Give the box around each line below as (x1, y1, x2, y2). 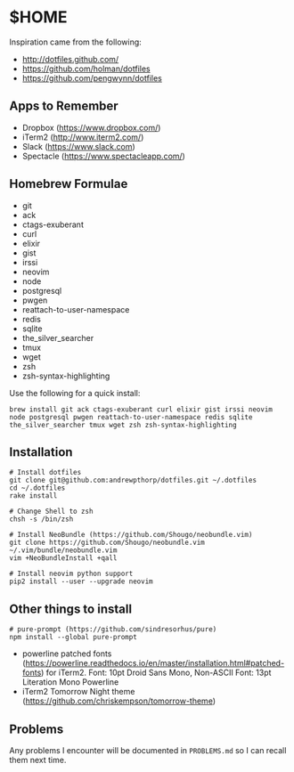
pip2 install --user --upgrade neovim (9, 577, 153, 586)
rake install (9, 492, 58, 500)
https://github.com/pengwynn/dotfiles (21, 72, 162, 83)
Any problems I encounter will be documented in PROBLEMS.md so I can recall (9, 745, 287, 755)
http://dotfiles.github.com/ (21, 53, 119, 64)
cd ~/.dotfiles (9, 484, 66, 492)
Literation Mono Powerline (21, 677, 119, 687)
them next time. (9, 755, 67, 765)
